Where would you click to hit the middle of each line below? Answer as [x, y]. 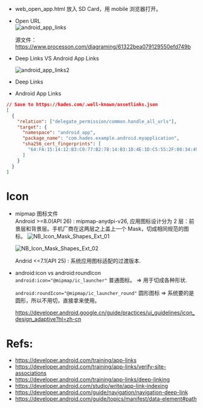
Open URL [28, 21]
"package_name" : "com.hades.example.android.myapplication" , [101, 138]
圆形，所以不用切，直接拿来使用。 [57, 300]
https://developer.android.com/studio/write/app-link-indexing [91, 386]
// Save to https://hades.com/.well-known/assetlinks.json [82, 105]
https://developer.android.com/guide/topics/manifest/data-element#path [106, 399]
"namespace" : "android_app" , [59, 133]
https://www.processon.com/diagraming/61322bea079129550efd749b [103, 47]
